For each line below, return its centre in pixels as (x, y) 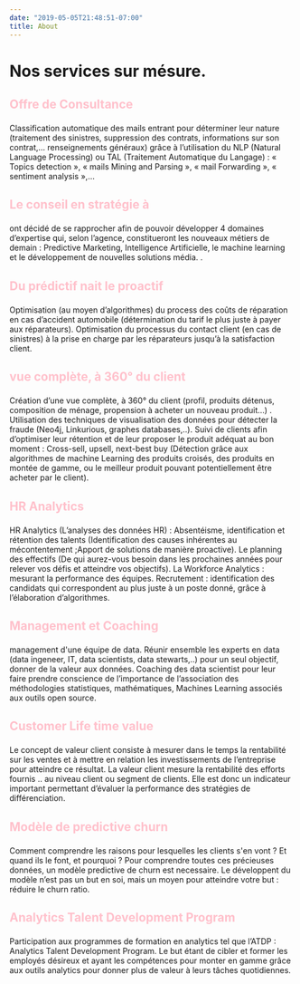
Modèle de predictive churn (89, 827)
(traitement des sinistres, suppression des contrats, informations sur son (145, 138)
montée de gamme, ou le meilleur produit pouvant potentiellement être (141, 468)
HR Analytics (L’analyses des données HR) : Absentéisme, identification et (147, 530)
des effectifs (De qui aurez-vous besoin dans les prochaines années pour (146, 559)
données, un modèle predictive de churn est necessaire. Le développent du (150, 870)
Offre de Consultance (71, 105)
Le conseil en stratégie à (80, 205)
